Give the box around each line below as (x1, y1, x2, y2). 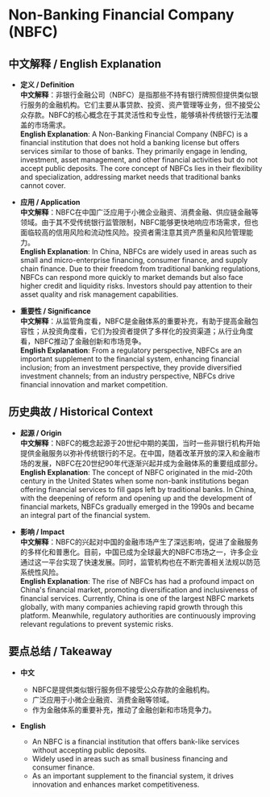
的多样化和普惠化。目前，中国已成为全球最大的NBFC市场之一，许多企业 (19, 547, 259, 557)
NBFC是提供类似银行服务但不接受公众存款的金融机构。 (31, 684, 214, 695)
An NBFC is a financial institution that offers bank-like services (31, 736, 240, 746)
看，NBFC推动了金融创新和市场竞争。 (19, 336, 146, 346)
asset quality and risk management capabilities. (19, 290, 179, 299)
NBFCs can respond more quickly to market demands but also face (19, 273, 243, 282)
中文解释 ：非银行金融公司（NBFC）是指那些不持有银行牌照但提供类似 (19, 90, 251, 99)
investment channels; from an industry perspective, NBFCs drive (19, 371, 235, 381)
